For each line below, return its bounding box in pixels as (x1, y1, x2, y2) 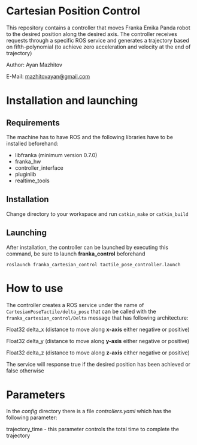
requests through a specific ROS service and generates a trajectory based (6, 37, 190, 44)
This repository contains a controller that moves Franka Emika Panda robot (6, 24, 190, 31)
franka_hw (14, 158, 41, 165)
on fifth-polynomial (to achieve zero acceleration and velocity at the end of (6, 43, 191, 50)
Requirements (6, 118, 60, 128)
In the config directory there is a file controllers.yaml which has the (6, 408, 172, 415)
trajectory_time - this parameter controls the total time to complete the (6, 426, 180, 433)
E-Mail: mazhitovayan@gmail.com (6, 73, 90, 80)
